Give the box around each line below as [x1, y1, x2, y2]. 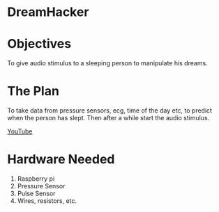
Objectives [7, 36, 72, 52]
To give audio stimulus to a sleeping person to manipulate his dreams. [7, 59, 208, 67]
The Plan [7, 83, 59, 99]
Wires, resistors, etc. [17, 197, 77, 205]
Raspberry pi [17, 174, 55, 183]
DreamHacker [7, 4, 89, 20]
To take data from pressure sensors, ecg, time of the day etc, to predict [7, 106, 213, 115]
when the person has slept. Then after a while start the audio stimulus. [7, 114, 210, 122]
